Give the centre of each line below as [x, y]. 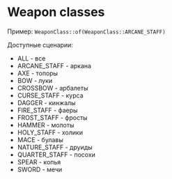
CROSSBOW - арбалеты [53, 88]
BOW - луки [35, 80]
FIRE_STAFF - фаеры [47, 110]
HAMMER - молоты [46, 125]
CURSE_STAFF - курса [50, 95]
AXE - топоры [37, 73]
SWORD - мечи [40, 169]
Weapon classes [56, 12]
